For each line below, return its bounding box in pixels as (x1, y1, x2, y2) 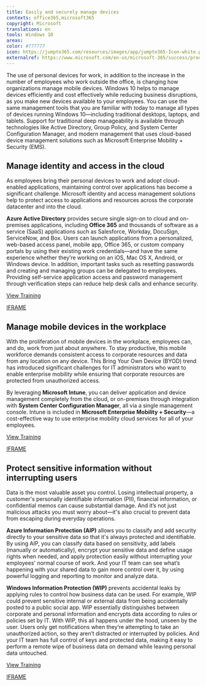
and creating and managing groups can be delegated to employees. (6, 267, 178, 275)
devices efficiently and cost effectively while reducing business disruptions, (6, 91, 198, 98)
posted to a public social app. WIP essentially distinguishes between (6, 604, 180, 611)
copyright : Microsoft (6, 20, 62, 26)
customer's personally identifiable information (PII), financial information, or (6, 495, 197, 503)
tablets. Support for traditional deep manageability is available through (6, 117, 185, 124)
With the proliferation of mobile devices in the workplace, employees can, (6, 338, 193, 345)
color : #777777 (6, 44, 45, 50)
